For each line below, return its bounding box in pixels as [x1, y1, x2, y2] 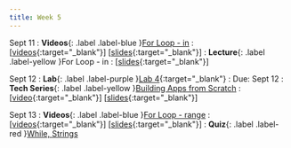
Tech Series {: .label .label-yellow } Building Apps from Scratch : [9, 82, 242, 93]
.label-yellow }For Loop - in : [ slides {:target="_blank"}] [9, 56, 209, 66]
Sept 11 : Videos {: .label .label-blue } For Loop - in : [9, 37, 194, 48]
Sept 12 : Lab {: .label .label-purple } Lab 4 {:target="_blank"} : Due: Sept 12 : [9, 73, 284, 84]
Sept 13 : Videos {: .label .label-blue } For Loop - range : [9, 109, 211, 120]
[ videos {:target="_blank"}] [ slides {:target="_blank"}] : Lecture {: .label [9, 46, 265, 58]
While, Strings [26, 128, 78, 138]
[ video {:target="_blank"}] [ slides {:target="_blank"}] [9, 92, 198, 103]
